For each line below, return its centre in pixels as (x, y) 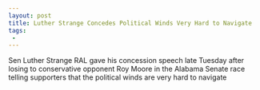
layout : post (30, 16)
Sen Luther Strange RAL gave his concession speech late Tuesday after (126, 61)
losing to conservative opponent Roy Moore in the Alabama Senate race (127, 69)
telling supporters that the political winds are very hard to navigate (118, 77)
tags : (17, 30)
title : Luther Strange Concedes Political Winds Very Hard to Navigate (130, 23)
